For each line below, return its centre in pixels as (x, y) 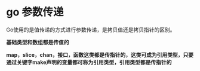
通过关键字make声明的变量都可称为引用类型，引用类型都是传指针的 (89, 62)
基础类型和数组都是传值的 (38, 42)
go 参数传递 (35, 12)
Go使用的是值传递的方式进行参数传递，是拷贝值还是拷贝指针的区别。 (91, 30)
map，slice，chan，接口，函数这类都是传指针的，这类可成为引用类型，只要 (100, 54)
